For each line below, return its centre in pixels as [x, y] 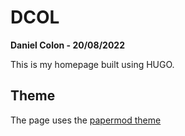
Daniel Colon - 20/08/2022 [67, 45]
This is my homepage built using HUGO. [92, 64]
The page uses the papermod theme [86, 120]
